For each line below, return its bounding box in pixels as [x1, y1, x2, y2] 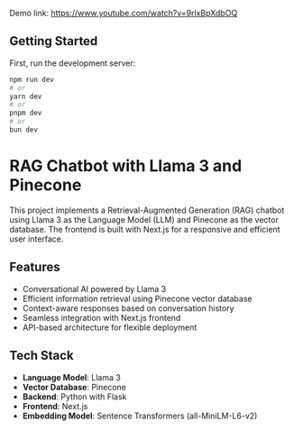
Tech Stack [9, 348, 74, 363]
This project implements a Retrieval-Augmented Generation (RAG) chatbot [9, 205, 285, 215]
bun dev [9, 125, 39, 134]
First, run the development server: [9, 58, 136, 69]
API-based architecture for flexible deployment [22, 322, 198, 333]
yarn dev [9, 92, 42, 101]
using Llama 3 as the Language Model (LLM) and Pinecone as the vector [9, 214, 280, 224]
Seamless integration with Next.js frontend [22, 312, 181, 323]
